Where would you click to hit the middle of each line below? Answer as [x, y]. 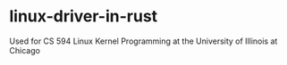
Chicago [25, 50]
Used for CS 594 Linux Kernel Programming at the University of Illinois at [143, 41]
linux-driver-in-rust [84, 16]
